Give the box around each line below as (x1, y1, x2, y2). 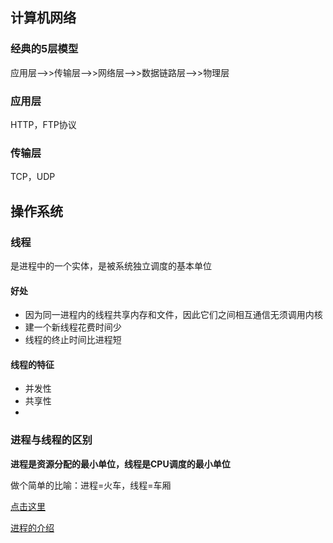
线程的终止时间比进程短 (24, 334, 122, 346)
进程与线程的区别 (10, 433, 93, 447)
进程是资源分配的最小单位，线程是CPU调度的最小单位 (10, 458, 231, 470)
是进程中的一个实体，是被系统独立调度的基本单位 (10, 259, 212, 272)
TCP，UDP (10, 171, 56, 183)
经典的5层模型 (10, 42, 79, 56)
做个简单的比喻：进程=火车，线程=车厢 (10, 479, 172, 491)
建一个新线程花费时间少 (24, 321, 122, 333)
